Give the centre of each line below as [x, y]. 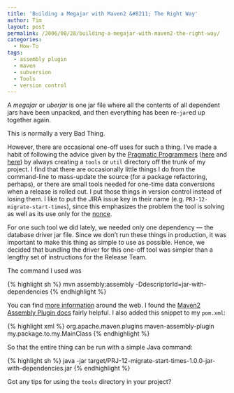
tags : [15, 53]
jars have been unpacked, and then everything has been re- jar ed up [107, 113]
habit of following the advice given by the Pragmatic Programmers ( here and [117, 155]
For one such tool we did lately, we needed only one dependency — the [110, 227]
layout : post [26, 27]
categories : [24, 40]
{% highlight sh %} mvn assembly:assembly [71, 285]
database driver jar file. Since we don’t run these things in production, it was [117, 235]
